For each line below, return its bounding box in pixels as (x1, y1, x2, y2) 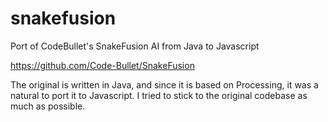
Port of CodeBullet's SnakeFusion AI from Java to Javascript (10, 40, 260, 52)
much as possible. (10, 100, 86, 112)
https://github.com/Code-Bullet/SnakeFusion (10, 59, 195, 71)
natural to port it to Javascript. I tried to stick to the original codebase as (10, 89, 308, 101)
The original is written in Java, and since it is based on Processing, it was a (10, 78, 319, 91)
